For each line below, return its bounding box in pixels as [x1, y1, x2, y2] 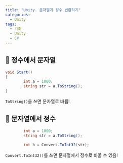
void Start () [5, 70, 33, 75]
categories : [5, 12, 30, 17]
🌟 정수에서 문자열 [5, 56, 56, 64]
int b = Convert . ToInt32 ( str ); [23, 142, 90, 147]
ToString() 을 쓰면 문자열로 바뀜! [5, 99, 70, 105]
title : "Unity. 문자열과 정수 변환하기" [5, 7, 81, 13]
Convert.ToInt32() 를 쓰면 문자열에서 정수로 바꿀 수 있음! [5, 152, 118, 158]
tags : [5, 21, 17, 27]
